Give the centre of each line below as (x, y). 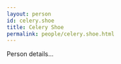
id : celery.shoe (30, 21)
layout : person (29, 14)
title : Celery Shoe (35, 27)
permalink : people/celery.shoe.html (60, 34)
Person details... (30, 54)
